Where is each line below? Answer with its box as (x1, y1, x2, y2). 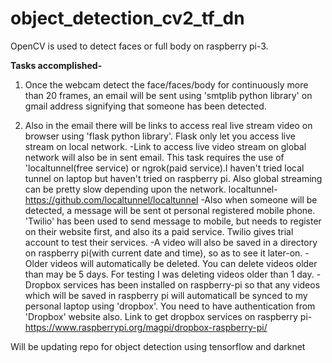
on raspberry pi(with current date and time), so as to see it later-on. (24, 247, 303, 259)
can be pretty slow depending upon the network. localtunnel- (24, 183, 278, 195)
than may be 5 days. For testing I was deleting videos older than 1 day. (24, 268, 315, 280)
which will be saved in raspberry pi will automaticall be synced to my (24, 289, 308, 301)
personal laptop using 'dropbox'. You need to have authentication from (24, 300, 316, 312)
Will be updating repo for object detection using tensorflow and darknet (10, 340, 306, 352)
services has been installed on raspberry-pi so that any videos (63, 278, 321, 291)
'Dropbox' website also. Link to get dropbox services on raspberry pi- (24, 310, 313, 322)
